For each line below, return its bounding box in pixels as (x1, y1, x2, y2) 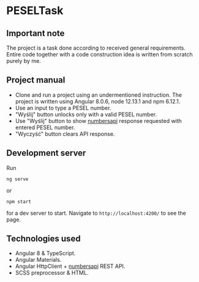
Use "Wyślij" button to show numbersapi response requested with (15, 117, 182, 124)
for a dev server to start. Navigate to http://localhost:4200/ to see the (6, 209, 187, 217)
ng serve (6, 176, 29, 182)
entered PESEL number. (15, 124, 75, 131)
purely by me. (6, 58, 41, 64)
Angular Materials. (15, 256, 62, 264)
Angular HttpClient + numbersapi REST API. (15, 262, 126, 270)
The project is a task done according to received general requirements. (6, 44, 186, 51)
